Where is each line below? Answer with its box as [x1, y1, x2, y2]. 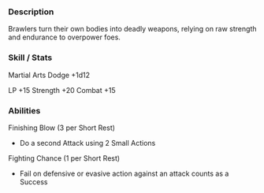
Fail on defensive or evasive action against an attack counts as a [19, 169, 229, 178]
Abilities [8, 105, 41, 116]
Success [19, 176, 48, 187]
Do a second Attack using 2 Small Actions [19, 138, 156, 147]
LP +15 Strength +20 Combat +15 [8, 85, 116, 95]
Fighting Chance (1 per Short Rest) [8, 153, 121, 163]
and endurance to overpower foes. [8, 32, 121, 42]
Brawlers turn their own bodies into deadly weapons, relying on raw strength [8, 24, 257, 34]
